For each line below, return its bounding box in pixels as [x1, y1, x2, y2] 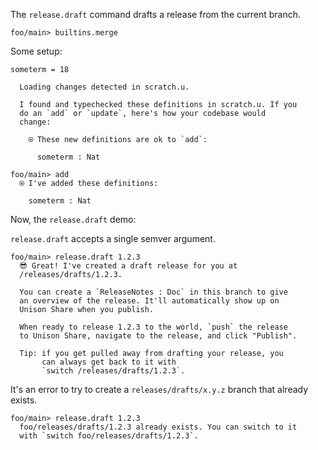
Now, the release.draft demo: [10, 214, 137, 225]
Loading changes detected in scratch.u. [19, 82, 190, 92]
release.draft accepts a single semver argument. [10, 233, 216, 244]
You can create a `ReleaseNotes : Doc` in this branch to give [19, 287, 288, 297]
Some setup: [10, 45, 63, 57]
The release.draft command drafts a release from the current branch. [10, 9, 302, 20]
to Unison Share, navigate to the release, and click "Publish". [19, 331, 298, 341]
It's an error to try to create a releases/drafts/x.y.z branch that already [10, 384, 309, 395]
